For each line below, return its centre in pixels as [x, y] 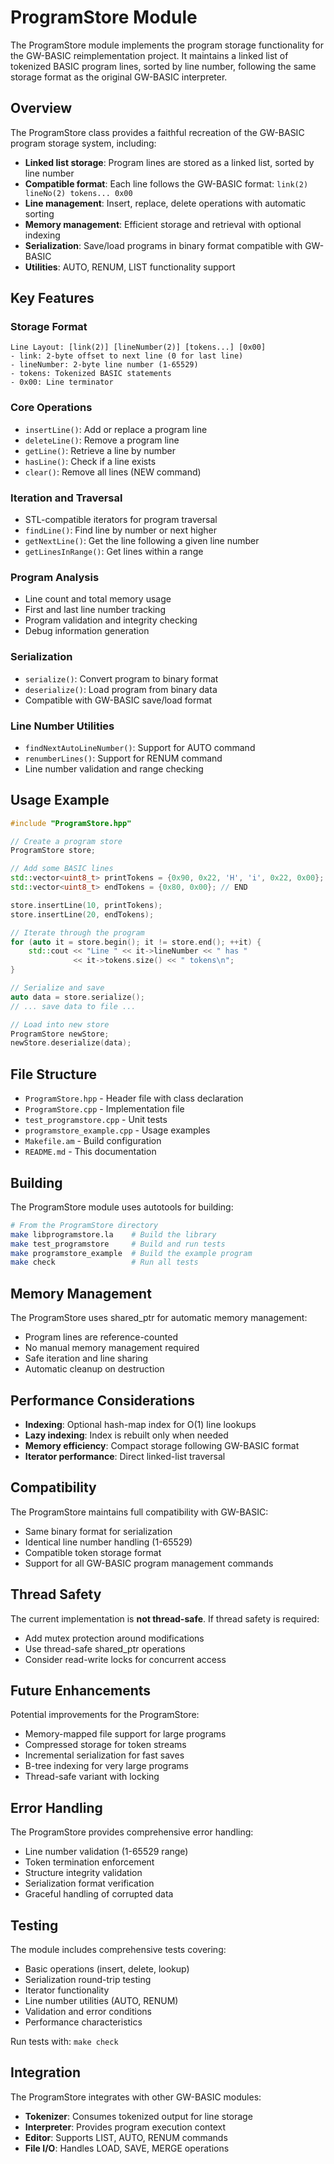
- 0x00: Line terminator [62, 382]
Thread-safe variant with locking [92, 1777]
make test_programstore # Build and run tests [118, 1244]
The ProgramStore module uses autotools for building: [122, 1207]
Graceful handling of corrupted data [99, 1894]
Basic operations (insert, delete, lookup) [107, 1969]
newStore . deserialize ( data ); [71, 1043]
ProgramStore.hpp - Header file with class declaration [134, 1098]
